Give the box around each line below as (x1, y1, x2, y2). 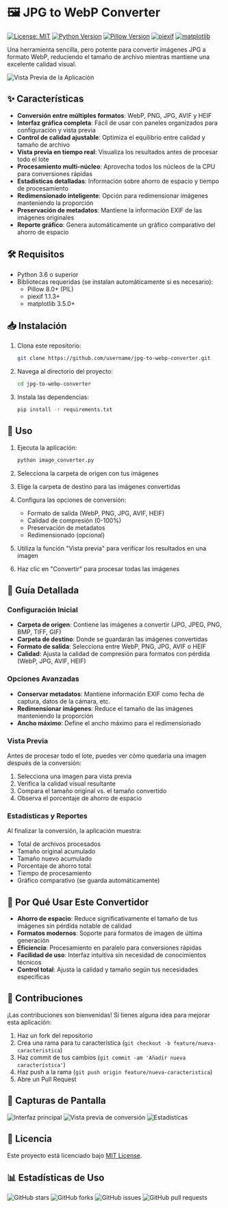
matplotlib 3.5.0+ (27, 299, 75, 308)
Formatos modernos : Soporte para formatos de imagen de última (16, 929, 203, 937)
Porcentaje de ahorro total (16, 862, 91, 870)
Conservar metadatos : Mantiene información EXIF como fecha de (16, 690, 205, 698)
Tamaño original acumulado (16, 847, 96, 856)
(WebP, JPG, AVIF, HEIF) (16, 657, 87, 665)
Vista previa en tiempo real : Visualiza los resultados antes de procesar (16, 147, 218, 156)
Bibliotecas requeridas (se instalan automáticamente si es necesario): (16, 278, 214, 286)
